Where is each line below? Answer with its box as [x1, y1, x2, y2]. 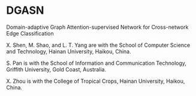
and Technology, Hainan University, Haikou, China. [6, 47, 131, 55]
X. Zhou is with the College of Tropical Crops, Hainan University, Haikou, [6, 77, 185, 85]
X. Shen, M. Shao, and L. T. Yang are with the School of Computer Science [6, 41, 191, 49]
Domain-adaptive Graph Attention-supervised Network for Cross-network [6, 23, 189, 31]
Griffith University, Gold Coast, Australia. [6, 65, 107, 73]
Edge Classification [6, 29, 54, 37]
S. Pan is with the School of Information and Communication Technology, [6, 59, 187, 67]
